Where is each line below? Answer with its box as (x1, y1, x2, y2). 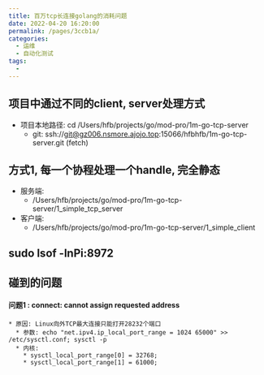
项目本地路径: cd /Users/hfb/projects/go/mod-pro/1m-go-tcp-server (19, 119, 249, 130)
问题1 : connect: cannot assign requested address (8, 300, 180, 309)
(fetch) (66, 137, 89, 147)
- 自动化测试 (15, 50, 54, 58)
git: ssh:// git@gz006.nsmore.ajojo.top (32, 129, 160, 139)
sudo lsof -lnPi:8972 (8, 246, 114, 260)
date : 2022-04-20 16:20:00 (8, 19, 100, 28)
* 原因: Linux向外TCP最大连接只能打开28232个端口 (8, 320, 162, 329)
